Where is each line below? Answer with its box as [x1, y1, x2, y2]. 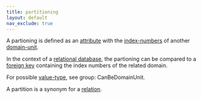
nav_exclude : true [6, 20, 53, 26]
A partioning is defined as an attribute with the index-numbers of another [6, 37, 190, 45]
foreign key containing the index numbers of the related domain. [6, 62, 168, 69]
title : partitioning [6, 9, 59, 15]
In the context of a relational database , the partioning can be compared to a [6, 56, 197, 63]
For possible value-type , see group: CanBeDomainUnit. [6, 74, 145, 81]
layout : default [6, 15, 48, 21]
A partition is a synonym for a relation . [6, 86, 103, 93]
